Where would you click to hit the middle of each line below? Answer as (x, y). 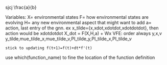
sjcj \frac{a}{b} (21, 7)
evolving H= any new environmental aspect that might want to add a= (78, 23)
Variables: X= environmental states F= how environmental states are (77, 17)
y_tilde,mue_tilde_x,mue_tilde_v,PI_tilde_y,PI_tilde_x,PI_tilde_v (68, 39)
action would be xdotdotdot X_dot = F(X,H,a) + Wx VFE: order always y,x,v (84, 33)
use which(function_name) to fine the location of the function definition (80, 57)
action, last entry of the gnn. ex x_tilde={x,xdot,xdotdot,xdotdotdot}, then (82, 28)
